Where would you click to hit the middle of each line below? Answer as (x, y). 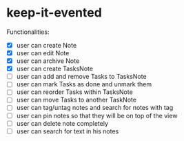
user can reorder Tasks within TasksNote (75, 92)
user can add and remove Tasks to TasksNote (81, 77)
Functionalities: (28, 32)
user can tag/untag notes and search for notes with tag (95, 108)
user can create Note (47, 45)
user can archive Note (48, 61)
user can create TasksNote (55, 69)
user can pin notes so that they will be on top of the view (97, 115)
